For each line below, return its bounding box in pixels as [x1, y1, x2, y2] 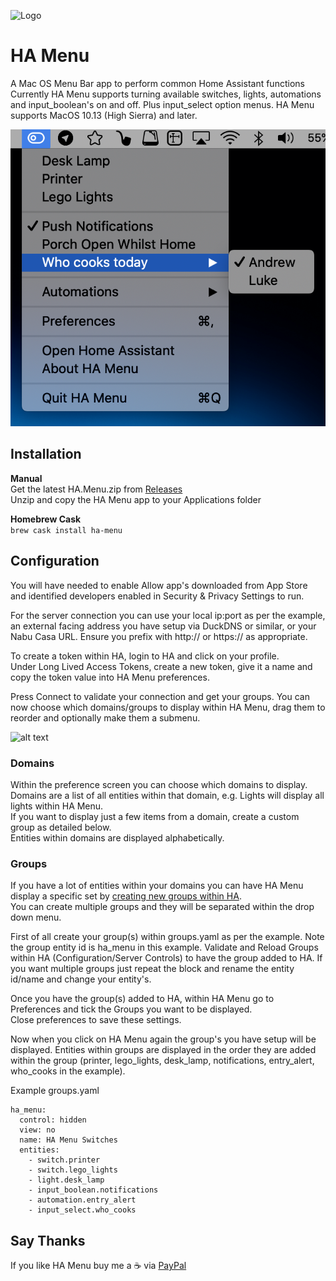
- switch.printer [28, 1155, 101, 1165]
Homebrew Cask [10, 513, 82, 525]
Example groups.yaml [10, 1085, 100, 1097]
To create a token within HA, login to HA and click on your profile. [10, 650, 280, 662]
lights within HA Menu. [10, 800, 104, 812]
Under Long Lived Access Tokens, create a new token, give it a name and [10, 660, 313, 672]
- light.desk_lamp [28, 1175, 105, 1185]
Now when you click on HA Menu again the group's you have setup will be [10, 1033, 317, 1045]
